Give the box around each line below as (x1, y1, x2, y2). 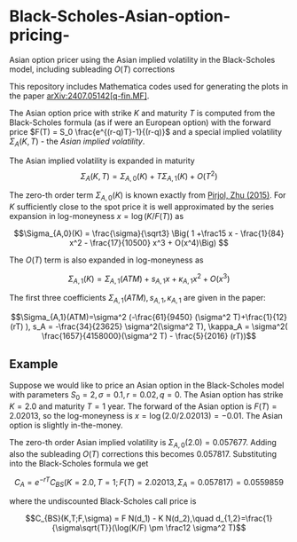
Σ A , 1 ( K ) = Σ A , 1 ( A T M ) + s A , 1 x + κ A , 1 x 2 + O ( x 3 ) (67, 271, 231, 286)
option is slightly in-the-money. (9, 420, 123, 430)
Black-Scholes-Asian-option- (9, 6, 231, 27)
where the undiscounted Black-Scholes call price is (9, 496, 197, 507)
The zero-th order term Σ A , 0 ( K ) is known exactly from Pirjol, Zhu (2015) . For (9, 190, 286, 202)
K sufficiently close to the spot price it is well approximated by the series (9, 201, 275, 212)
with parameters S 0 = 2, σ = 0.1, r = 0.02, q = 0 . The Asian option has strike (9, 389, 284, 402)
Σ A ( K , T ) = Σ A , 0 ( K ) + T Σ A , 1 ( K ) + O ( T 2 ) (80, 169, 218, 184)
